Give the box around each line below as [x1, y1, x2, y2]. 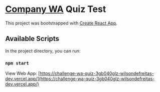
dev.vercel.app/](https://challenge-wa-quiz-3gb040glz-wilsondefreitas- [5, 76, 155, 82]
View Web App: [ [5, 70, 40, 76]
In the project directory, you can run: [5, 47, 81, 53]
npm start [5, 60, 29, 66]
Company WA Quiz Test [5, 3, 106, 15]
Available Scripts [5, 34, 59, 43]
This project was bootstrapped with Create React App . [5, 20, 118, 26]
